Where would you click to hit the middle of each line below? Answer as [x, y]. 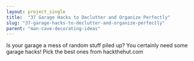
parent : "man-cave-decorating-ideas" [53, 28]
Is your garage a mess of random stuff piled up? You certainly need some [97, 45]
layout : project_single [36, 12]
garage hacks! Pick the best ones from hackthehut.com [75, 52]
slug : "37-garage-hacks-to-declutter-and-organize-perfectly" [86, 23]
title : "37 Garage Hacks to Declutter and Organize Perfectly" [88, 17]
